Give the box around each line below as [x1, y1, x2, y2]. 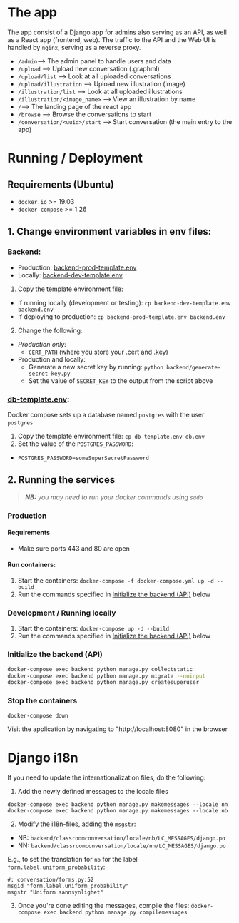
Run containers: [7, 561, 56, 569]
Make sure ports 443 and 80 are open [17, 544, 130, 553]
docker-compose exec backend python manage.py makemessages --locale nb [7, 807, 228, 814]
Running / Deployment [7, 151, 143, 166]
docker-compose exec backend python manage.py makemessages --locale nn [7, 800, 228, 808]
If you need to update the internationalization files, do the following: [7, 773, 206, 782]
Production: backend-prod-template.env [17, 263, 137, 272]
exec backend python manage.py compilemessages [44, 909, 188, 916]
